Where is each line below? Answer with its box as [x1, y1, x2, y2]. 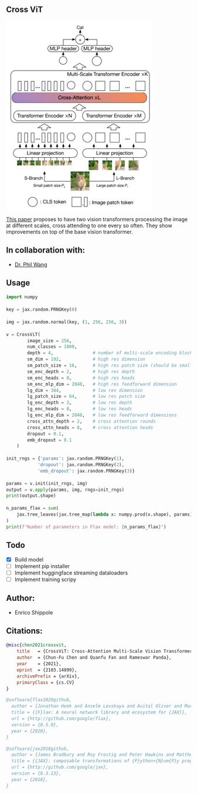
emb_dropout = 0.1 [27, 437, 72, 443]
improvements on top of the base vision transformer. [6, 228, 133, 235]
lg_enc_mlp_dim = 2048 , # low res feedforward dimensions [27, 412, 177, 418]
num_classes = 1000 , [27, 344, 77, 350]
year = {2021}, [16, 661, 62, 667]
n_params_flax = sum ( [6, 506, 59, 511]
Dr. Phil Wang [14, 261, 48, 268]
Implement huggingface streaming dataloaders [14, 569, 128, 576]
